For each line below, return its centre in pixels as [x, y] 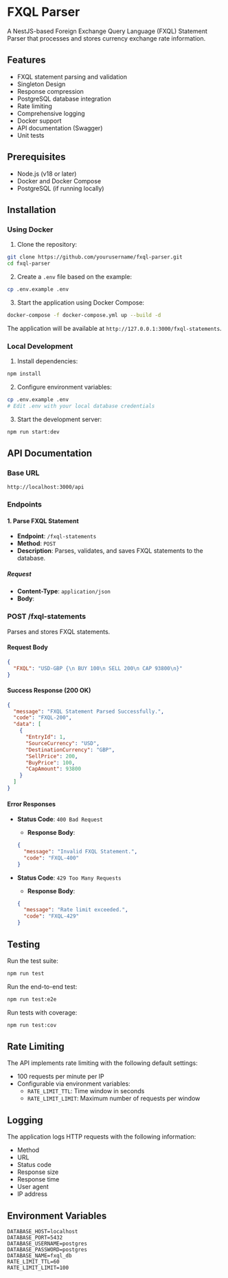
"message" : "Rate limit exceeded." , [76, 910]
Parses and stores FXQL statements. [59, 631]
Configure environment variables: [64, 387]
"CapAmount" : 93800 [53, 769]
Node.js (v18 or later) [47, 174]
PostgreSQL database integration [64, 99]
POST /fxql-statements [47, 616]
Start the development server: [59, 419]
